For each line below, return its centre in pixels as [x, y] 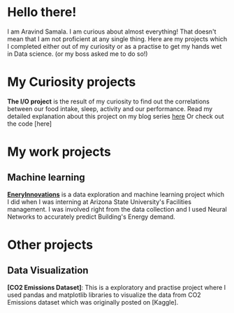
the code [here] [30, 124]
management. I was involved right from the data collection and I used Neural [117, 209]
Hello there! [42, 12]
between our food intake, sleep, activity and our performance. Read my [110, 108]
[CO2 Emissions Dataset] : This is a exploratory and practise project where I [117, 287]
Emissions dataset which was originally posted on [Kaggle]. [93, 302]
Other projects [50, 245]
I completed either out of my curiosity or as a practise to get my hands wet [115, 46]
